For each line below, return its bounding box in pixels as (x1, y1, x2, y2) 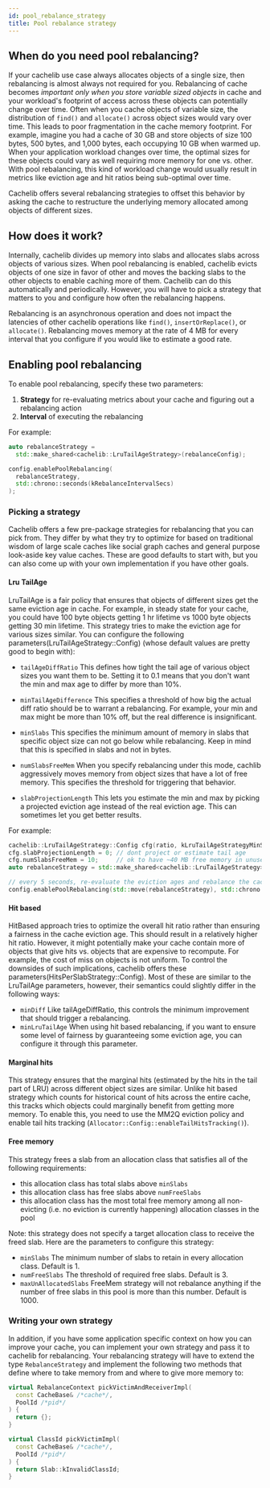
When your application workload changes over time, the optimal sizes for (8, 147, 251, 157)
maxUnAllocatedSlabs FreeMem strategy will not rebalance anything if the (19, 1278, 261, 1288)
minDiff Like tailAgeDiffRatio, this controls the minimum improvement (19, 1005, 250, 1015)
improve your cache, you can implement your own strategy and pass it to (8, 1342, 251, 1352)
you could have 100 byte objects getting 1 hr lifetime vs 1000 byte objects (8, 612, 252, 622)
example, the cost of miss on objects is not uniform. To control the (8, 955, 227, 965)
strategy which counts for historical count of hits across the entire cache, (8, 1092, 251, 1103)
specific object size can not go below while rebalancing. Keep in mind (19, 736, 252, 745)
